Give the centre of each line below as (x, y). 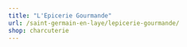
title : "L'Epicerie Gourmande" (60, 16)
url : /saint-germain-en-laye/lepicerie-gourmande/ (94, 23)
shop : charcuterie (39, 30)
